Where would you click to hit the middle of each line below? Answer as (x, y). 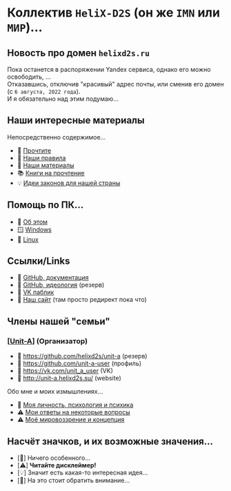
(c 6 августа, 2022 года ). (44, 92)
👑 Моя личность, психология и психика (75, 405)
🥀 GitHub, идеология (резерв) (61, 285)
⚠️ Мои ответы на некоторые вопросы (74, 412)
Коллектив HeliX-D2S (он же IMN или (114, 13)
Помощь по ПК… (46, 205)
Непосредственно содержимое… (57, 137)
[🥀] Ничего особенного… (54, 458)
